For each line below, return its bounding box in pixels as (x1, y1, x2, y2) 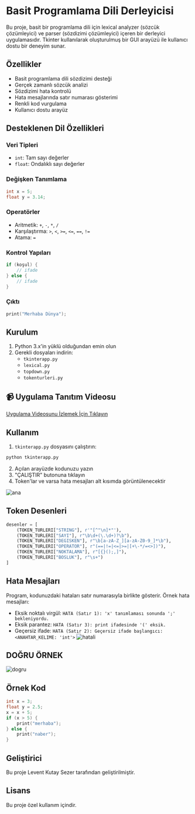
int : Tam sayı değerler (14, 154, 69, 161)
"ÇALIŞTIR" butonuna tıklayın (14, 471, 85, 478)
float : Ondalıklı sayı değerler (14, 161, 85, 168)
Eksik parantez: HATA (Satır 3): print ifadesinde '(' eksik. (14, 620, 166, 628)
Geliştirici (6, 753, 42, 763)
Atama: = (14, 233, 36, 241)
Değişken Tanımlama (6, 175, 67, 184)
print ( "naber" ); (16, 731, 57, 738)
